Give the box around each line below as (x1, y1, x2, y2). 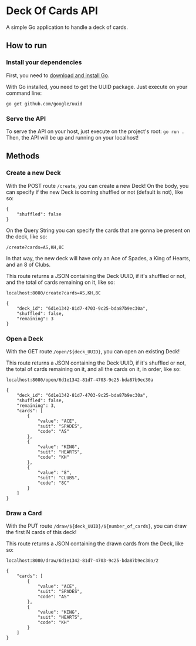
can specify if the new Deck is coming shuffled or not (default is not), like (6, 188, 184, 196)
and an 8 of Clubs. (6, 261, 51, 268)
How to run (6, 41, 48, 51)
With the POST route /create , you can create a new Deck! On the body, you (6, 182, 189, 189)
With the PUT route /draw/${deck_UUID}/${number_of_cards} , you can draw (6, 522, 187, 529)
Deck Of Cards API (6, 4, 99, 18)
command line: (6, 90, 42, 97)
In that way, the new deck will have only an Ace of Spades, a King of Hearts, (6, 254, 191, 261)
